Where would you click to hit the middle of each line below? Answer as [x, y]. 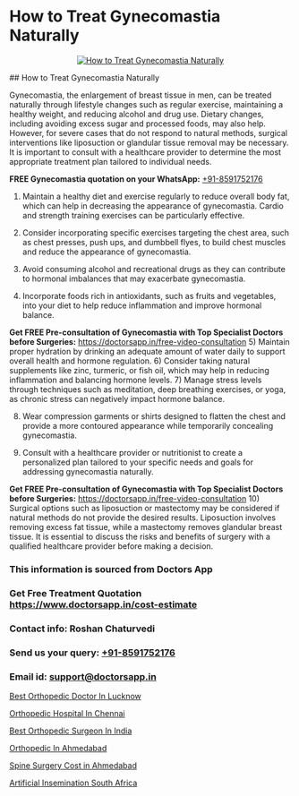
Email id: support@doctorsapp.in [83, 676]
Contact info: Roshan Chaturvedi [82, 629]
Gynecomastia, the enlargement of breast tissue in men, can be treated [141, 95]
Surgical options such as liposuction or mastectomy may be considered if [145, 508]
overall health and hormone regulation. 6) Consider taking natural [130, 361]
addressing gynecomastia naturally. [88, 471]
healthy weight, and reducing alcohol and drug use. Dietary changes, [137, 114]
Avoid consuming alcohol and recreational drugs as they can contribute [154, 269]
